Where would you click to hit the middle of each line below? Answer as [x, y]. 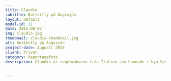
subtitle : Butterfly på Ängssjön [41, 15]
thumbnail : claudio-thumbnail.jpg [42, 38]
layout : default [22, 19]
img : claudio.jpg [24, 33]
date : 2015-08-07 [24, 29]
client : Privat [21, 52]
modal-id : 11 [19, 24]
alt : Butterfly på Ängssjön [35, 43]
